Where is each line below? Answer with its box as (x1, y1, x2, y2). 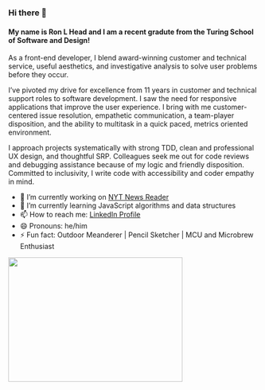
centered (8, 111, 38, 120)
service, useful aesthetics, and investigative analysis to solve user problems (8, 61, 258, 71)
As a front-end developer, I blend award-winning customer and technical (8, 53, 247, 63)
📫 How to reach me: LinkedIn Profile (19, 210, 141, 220)
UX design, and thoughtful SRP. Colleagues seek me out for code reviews (8, 151, 249, 162)
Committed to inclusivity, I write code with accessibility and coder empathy (8, 169, 255, 178)
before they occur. (8, 70, 69, 80)
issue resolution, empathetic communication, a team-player (39, 111, 235, 120)
